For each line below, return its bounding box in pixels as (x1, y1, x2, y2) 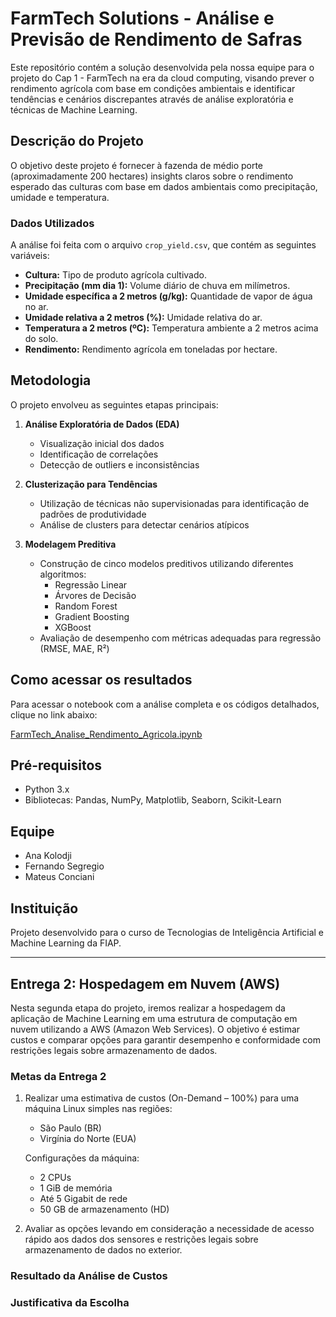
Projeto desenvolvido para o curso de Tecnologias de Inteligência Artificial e (10, 927, 325, 939)
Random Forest (54, 600, 118, 612)
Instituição (10, 900, 79, 917)
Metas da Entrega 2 (10, 1069, 107, 1083)
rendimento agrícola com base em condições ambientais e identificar (10, 82, 296, 94)
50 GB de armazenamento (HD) (39, 1203, 170, 1216)
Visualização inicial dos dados (39, 437, 165, 449)
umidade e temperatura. (10, 191, 110, 203)
